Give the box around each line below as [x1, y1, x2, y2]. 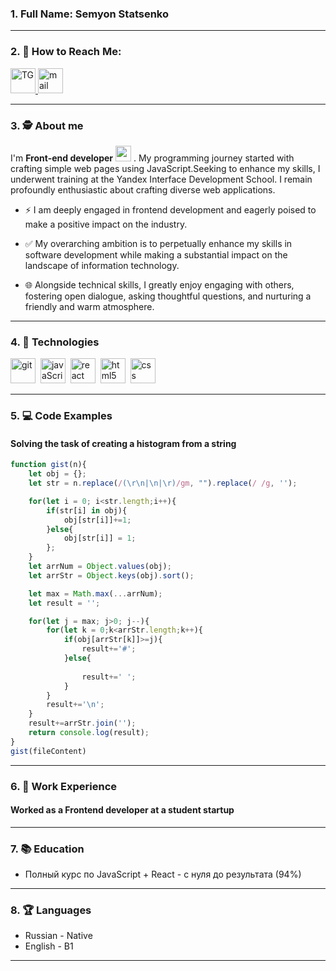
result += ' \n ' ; [46, 700, 105, 710]
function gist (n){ [10, 460, 87, 470]
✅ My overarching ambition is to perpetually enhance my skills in [24, 237, 293, 249]
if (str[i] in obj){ [46, 505, 128, 516]
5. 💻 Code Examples [10, 409, 113, 423]
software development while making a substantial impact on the [24, 248, 288, 261]
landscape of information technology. [24, 259, 180, 271]
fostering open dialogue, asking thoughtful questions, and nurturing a [24, 290, 312, 302]
